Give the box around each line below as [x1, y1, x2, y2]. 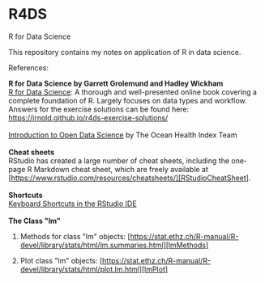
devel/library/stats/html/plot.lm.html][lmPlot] [19, 264, 169, 274]
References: [8, 62, 49, 73]
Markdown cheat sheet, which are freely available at [33, 164, 209, 174]
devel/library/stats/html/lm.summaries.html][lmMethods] [19, 240, 209, 250]
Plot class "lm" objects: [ [19, 255, 103, 265]
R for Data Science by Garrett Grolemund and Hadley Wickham [8, 78, 224, 88]
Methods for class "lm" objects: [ [19, 231, 131, 241]
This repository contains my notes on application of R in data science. [8, 47, 241, 57]
